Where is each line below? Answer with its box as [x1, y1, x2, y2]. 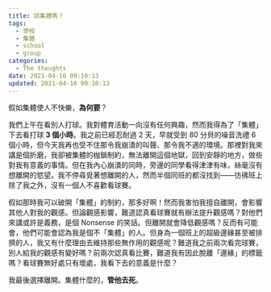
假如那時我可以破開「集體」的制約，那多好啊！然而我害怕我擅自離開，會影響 [8, 197, 263, 206]
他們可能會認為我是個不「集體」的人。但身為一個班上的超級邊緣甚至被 [22, 227, 256, 237]
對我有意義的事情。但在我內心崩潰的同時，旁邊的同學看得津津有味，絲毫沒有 [8, 160, 263, 169]
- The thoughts [15, 65, 67, 73]
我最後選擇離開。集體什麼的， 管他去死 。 [8, 275, 143, 285]
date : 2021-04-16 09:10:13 [8, 72, 99, 80]
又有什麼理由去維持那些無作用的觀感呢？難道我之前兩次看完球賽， [43, 237, 263, 247]
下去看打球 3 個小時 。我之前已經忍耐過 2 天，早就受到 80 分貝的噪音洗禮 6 [8, 130, 256, 140]
